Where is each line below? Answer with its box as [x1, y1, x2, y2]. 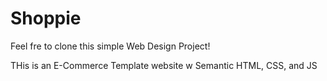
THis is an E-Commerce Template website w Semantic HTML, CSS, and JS [10, 59, 318, 71]
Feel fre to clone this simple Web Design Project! [10, 40, 211, 52]
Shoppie [10, 7, 82, 30]
